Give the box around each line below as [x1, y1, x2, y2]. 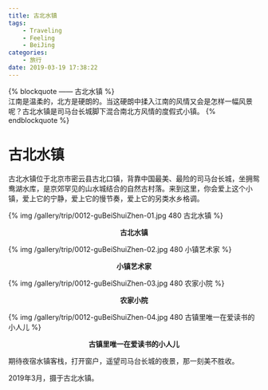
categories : [8, 49, 48, 57]
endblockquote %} [8, 115, 70, 124]
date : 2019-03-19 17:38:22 [8, 64, 98, 72]
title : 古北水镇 [8, 11, 57, 20]
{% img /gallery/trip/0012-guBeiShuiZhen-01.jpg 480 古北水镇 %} [8, 211, 223, 220]
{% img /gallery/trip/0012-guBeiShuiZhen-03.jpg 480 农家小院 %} [8, 278, 225, 288]
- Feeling [22, 33, 56, 42]
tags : [8, 19, 26, 27]
